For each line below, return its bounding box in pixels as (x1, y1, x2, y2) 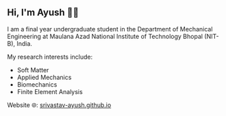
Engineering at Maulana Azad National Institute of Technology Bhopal (7, 32, 203, 40)
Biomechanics (16, 80, 58, 89)
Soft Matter (16, 66, 49, 74)
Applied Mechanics (16, 73, 72, 81)
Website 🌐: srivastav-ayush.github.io (7, 100, 112, 109)
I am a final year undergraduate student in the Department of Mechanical (7, 25, 213, 33)
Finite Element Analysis (16, 87, 84, 96)
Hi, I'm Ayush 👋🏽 (7, 7, 79, 18)
